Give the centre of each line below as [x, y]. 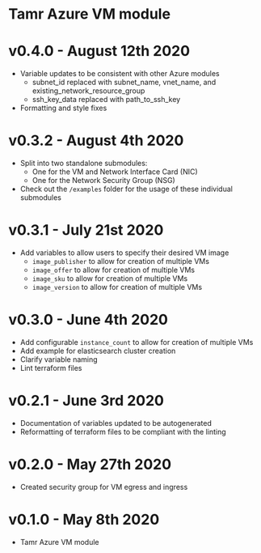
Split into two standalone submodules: [84, 164]
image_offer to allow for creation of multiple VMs [114, 270]
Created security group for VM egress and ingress [104, 487]
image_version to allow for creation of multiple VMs [117, 287]
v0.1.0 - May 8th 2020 [84, 520]
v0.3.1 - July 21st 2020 [86, 230]
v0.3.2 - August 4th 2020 [96, 140]
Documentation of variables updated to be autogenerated [116, 423]
